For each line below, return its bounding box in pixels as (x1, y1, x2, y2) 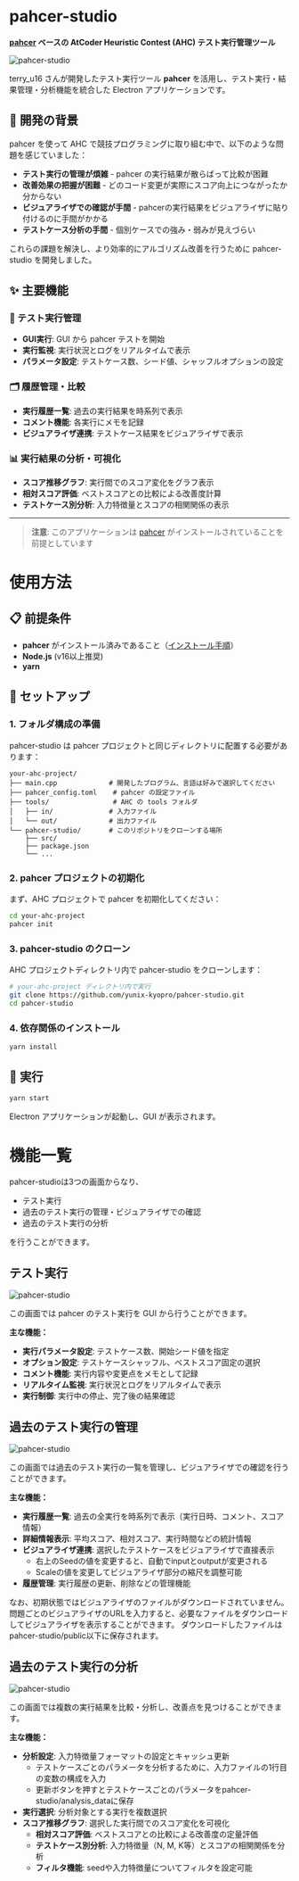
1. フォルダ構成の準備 (9, 718, 101, 731)
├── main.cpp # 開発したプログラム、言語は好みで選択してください (9, 778, 276, 787)
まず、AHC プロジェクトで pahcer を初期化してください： (9, 894, 222, 905)
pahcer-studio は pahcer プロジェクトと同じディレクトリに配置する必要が (9, 740, 280, 750)
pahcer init (9, 919, 53, 929)
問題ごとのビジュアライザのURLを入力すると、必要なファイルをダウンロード (9, 1608, 289, 1619)
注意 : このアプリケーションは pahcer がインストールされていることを (30, 526, 284, 537)
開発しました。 (41, 254, 97, 265)
